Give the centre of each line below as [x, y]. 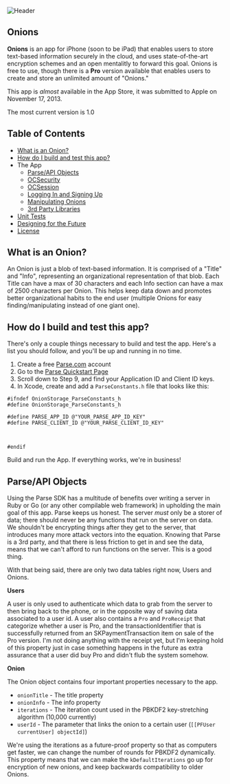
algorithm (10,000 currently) [57, 717]
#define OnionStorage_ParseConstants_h [64, 405]
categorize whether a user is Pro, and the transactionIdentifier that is [104, 626]
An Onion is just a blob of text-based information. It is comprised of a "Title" [114, 269]
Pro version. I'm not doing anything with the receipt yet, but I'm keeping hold [115, 641]
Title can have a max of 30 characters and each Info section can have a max [115, 284]
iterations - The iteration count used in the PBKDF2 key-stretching [113, 710]
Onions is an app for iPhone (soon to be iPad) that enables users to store [111, 49]
